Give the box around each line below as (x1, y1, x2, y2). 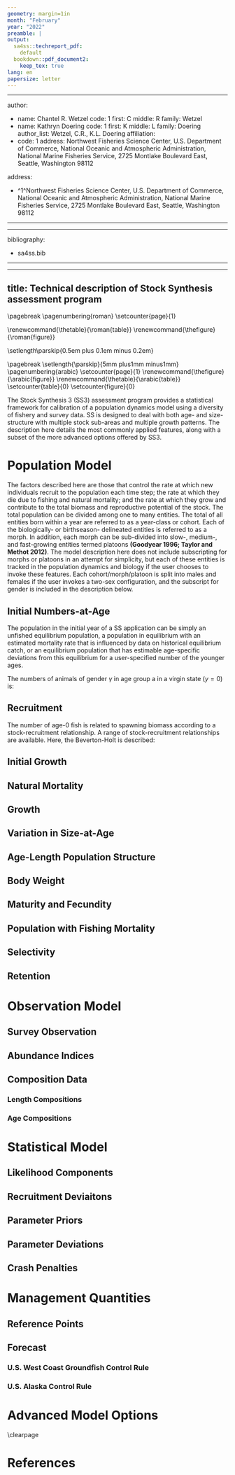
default (20, 50, 42, 57)
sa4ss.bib (17, 249, 46, 258)
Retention (7, 970, 51, 982)
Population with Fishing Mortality (7, 922, 155, 935)
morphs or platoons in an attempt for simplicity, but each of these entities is (7, 555, 225, 564)
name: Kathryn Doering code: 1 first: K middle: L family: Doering (17, 122, 201, 130)
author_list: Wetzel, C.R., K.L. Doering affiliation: (17, 130, 156, 138)
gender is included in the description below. (7, 585, 134, 594)
